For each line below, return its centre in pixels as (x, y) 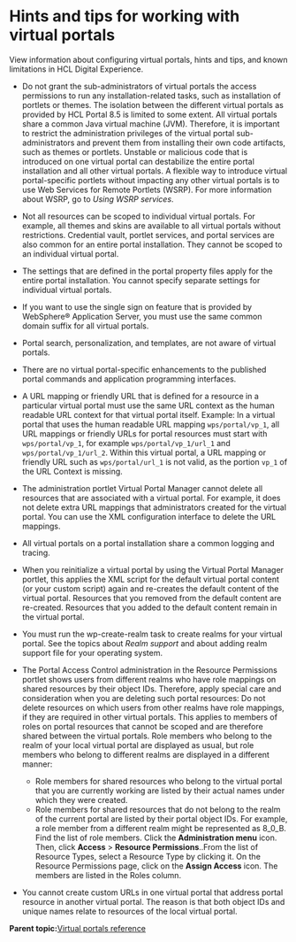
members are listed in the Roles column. (108, 875)
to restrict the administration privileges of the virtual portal (128, 133)
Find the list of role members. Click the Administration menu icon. (156, 838)
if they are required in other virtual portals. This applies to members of (150, 717)
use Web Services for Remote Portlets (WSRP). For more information (147, 189)
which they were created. (81, 799)
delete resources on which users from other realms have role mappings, (153, 707)
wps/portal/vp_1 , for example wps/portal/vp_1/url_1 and (126, 443)
